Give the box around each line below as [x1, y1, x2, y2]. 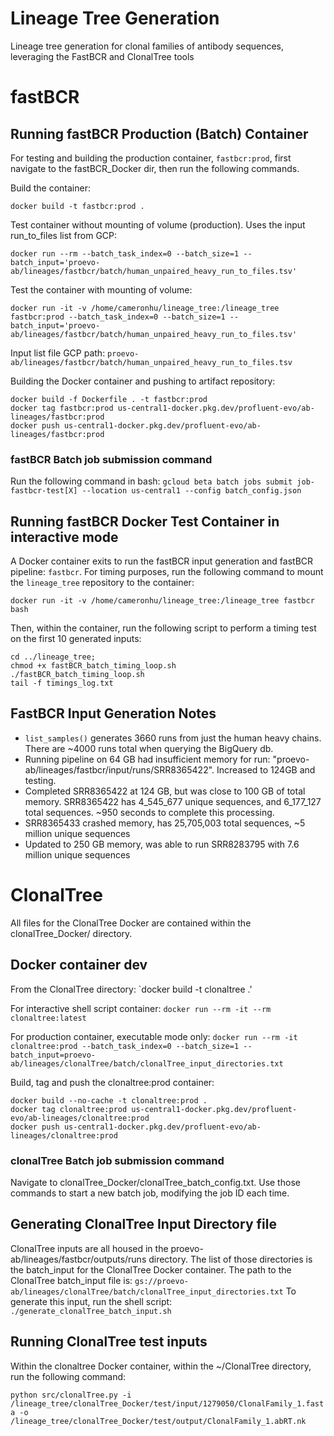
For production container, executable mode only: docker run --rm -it [10, 1030, 298, 1042]
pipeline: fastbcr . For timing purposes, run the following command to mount [10, 566, 324, 578]
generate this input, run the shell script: [10, 1295, 173, 1307]
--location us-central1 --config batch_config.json [81, 486, 302, 496]
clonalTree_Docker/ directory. [10, 927, 133, 939]
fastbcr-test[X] [10, 486, 78, 496]
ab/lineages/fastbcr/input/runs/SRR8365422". [24, 763, 215, 776]
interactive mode [10, 528, 119, 546]
